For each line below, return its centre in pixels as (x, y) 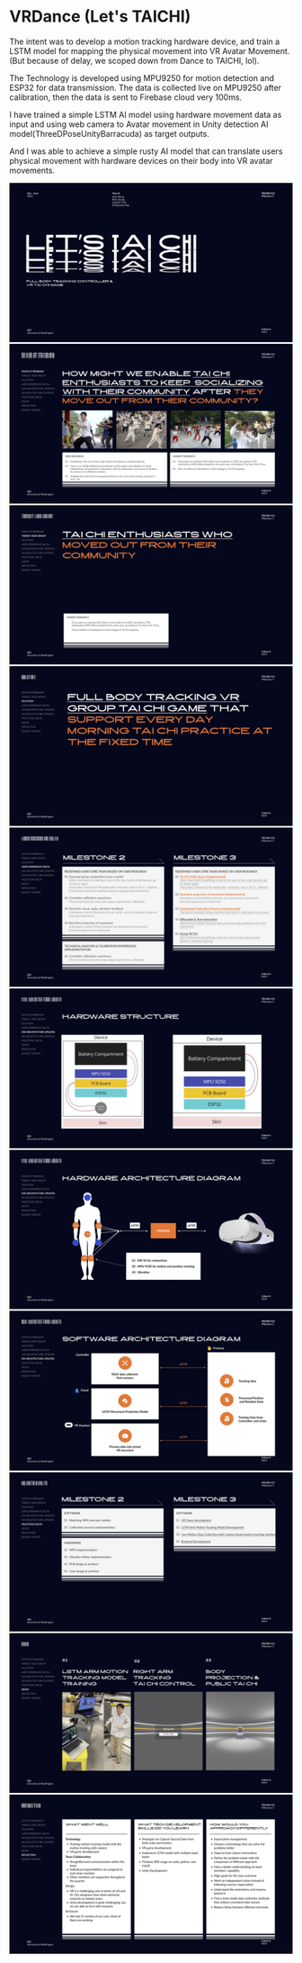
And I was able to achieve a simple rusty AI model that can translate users (146, 151)
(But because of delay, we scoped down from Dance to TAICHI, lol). (134, 60)
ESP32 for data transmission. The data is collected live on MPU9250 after (145, 87)
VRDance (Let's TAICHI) (100, 17)
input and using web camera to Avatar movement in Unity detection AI (139, 124)
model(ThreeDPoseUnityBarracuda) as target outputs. (109, 133)
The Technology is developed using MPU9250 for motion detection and (142, 77)
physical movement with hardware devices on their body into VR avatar (141, 160)
